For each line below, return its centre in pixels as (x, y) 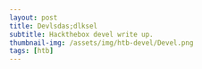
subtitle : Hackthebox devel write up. (81, 34)
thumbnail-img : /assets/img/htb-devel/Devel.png (101, 43)
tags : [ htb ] (31, 51)
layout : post (34, 17)
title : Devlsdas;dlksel (54, 26)
